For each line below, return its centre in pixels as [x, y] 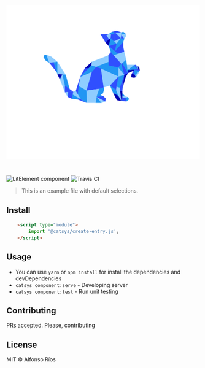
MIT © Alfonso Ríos [31, 359]
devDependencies [38, 278]
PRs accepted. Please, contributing [51, 325]
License [22, 344]
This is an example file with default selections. [80, 191]
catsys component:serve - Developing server [71, 285]
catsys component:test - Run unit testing [67, 291]
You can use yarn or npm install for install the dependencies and [98, 272]
